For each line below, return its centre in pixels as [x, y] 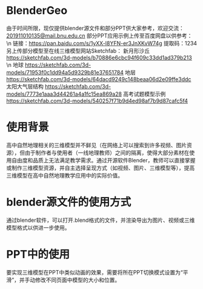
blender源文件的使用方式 [69, 202]
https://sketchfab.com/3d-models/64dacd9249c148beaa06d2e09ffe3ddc [99, 79]
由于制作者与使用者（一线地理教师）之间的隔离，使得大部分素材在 [107, 153]
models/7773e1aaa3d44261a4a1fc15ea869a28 [64, 94]
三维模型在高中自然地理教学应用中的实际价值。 [65, 175]
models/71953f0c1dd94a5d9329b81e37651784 [65, 72]
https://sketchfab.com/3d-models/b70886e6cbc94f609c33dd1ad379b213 [99, 58]
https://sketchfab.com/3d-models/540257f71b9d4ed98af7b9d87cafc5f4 [97, 101]
